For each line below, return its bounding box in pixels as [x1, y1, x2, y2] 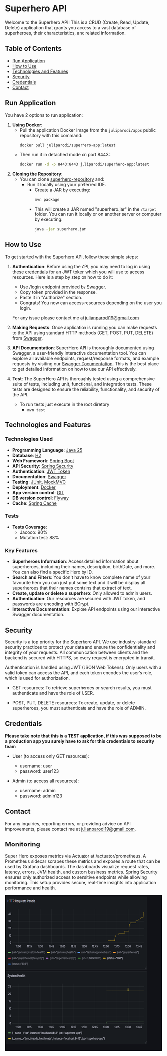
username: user [19, 763, 52, 769]
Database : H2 [12, 452, 41, 458]
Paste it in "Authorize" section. [19, 294, 83, 300]
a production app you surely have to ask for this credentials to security [5, 738, 155, 744]
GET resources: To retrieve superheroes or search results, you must [12, 684, 152, 691]
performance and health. [5, 885, 56, 891]
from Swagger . [12, 335, 43, 341]
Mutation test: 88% [19, 534, 60, 540]
